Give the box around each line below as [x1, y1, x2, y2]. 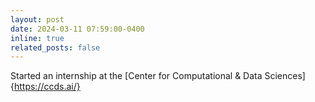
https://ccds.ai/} [13, 81, 81, 93]
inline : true [10, 33, 65, 43]
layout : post [10, 14, 65, 25]
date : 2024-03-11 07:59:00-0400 [10, 24, 145, 34]
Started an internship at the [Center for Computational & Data [10, 70, 263, 82]
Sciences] [264, 70, 306, 82]
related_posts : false [10, 42, 101, 53]
